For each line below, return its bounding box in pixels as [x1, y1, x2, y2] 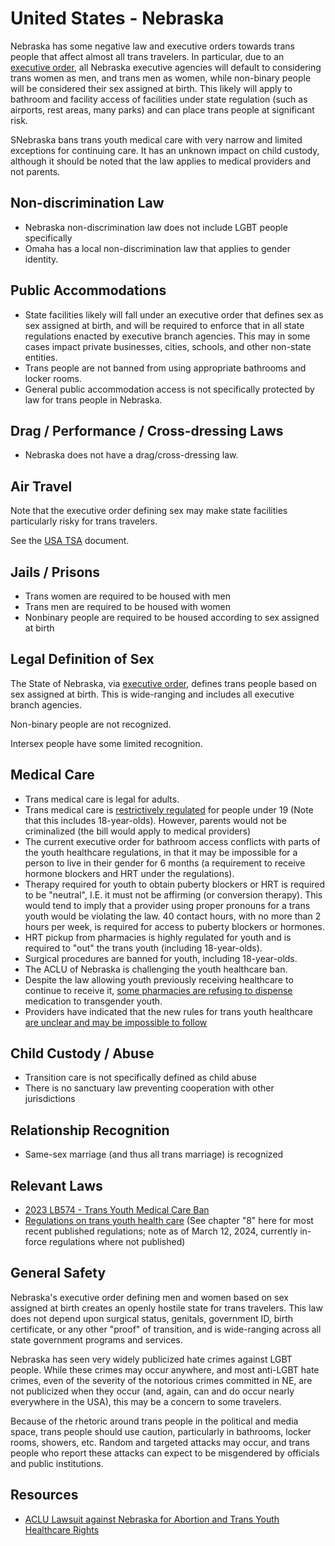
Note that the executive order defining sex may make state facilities [10, 505, 288, 517]
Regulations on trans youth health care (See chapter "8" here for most [24, 1215, 314, 1227]
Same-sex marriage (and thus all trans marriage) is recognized [24, 1148, 284, 1161]
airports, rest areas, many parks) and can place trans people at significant [10, 103, 315, 116]
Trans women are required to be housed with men [24, 590, 231, 602]
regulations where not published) [49, 1236, 186, 1248]
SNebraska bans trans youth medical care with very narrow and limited [10, 133, 303, 146]
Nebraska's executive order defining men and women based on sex [10, 1291, 289, 1303]
